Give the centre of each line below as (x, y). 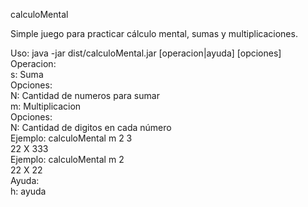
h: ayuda (28, 191)
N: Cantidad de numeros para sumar (85, 95)
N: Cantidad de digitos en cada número (91, 127)
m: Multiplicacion (46, 106)
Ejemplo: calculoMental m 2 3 (71, 138)
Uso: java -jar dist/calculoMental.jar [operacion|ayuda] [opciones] (146, 53)
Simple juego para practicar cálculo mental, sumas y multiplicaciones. (154, 33)
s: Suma (27, 74)
